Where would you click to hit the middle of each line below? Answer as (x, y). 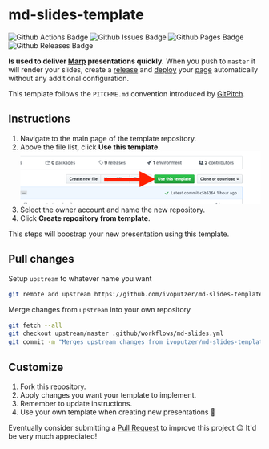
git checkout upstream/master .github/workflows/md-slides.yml (116, 334)
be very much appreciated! (53, 436)
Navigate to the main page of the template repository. (108, 138)
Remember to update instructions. (76, 403)
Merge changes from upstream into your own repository (99, 309)
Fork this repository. (53, 386)
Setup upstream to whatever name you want (80, 278)
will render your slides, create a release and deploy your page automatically (133, 69)
